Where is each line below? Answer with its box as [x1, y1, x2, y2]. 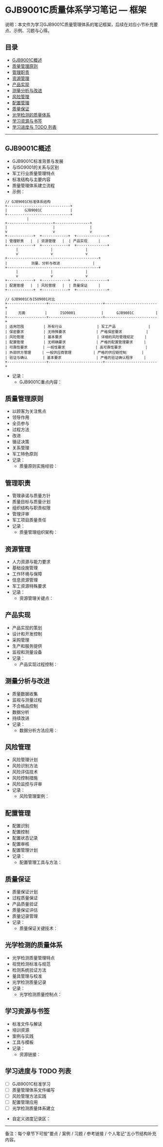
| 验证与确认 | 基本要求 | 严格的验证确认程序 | [5, 355, 147, 360]
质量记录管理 [12, 913, 38, 919]
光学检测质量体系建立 [12, 1105, 55, 1111]
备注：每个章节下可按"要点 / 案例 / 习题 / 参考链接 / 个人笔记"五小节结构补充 [5, 1130, 157, 1136]
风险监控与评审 [12, 781, 42, 787]
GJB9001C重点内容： [19, 379, 62, 385]
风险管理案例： [19, 793, 49, 799]
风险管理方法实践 [12, 1093, 47, 1099]
